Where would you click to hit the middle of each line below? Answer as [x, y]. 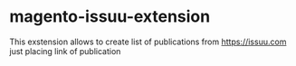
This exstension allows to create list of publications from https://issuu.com [148, 42]
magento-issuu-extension [110, 17]
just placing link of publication [65, 51]
